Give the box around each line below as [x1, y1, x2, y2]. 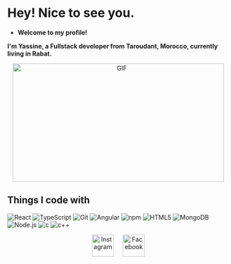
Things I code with [7, 194, 90, 206]
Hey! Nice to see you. [7, 5, 135, 21]
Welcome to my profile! [17, 28, 88, 37]
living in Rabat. [7, 49, 52, 58]
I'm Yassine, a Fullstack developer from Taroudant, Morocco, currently [7, 42, 218, 50]
